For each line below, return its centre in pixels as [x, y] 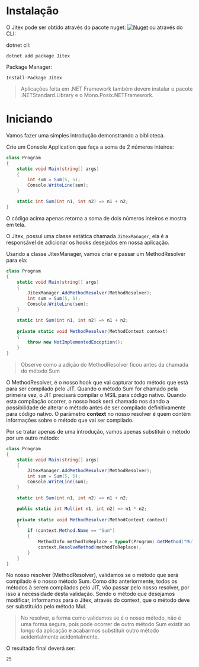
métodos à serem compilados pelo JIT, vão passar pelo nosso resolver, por [98, 588]
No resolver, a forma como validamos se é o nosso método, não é [101, 618]
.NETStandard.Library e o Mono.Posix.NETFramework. [87, 95]
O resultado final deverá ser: [41, 648]
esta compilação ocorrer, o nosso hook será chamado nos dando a [88, 401]
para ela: [17, 260]
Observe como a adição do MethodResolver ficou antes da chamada [104, 364]
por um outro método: [33, 438]
